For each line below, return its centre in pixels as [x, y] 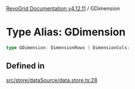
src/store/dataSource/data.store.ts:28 [52, 80]
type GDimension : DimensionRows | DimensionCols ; [68, 47]
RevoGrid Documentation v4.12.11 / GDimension [63, 8]
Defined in [26, 66]
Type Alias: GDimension [66, 32]
